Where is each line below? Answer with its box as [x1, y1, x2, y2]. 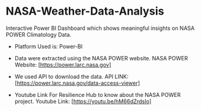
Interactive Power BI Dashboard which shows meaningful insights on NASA [5, 24, 195, 32]
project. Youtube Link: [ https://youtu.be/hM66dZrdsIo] [14, 98, 152, 105]
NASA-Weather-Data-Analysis [5, 4, 164, 18]
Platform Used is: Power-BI [14, 43, 83, 50]
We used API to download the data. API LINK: [14, 73, 129, 80]
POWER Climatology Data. [5, 30, 71, 38]
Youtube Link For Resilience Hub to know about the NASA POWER [14, 91, 181, 98]
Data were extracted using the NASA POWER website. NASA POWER [14, 54, 188, 62]
